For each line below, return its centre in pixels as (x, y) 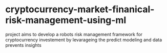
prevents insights (24, 45)
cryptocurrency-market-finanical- (80, 9)
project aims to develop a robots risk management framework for (74, 34)
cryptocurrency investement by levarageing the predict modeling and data (84, 40)
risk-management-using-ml (66, 20)
